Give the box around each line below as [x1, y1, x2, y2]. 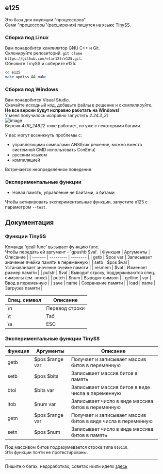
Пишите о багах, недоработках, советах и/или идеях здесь [5, 463, 128, 469]
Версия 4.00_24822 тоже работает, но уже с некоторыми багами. [5, 123, 142, 129]
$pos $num [33, 429, 61, 436]
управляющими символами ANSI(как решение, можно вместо [12, 142, 142, 148]
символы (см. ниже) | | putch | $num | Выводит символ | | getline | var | [5, 275, 151, 281]
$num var [33, 401, 56, 407]
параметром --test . [5, 204, 47, 210]
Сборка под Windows [5, 86, 58, 93]
